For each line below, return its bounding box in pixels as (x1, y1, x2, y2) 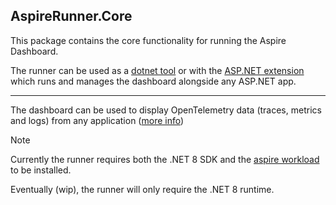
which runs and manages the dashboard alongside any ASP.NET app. (10, 75, 297, 87)
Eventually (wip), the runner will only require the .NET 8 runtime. (10, 183, 275, 195)
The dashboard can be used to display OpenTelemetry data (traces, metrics (10, 104, 322, 116)
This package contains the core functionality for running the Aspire (10, 34, 287, 46)
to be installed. (10, 164, 72, 176)
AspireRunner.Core (10, 8, 133, 25)
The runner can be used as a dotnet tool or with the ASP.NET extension (10, 64, 305, 76)
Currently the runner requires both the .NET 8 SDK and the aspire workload (10, 153, 320, 165)
